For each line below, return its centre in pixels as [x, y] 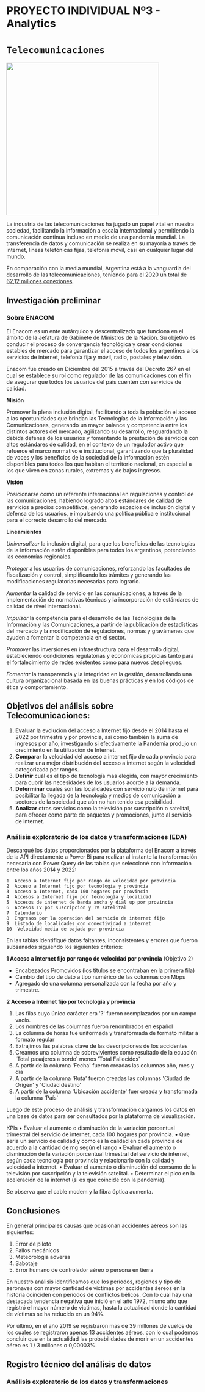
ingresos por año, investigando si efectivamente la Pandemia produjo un [106, 743]
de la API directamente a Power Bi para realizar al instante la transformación [102, 856]
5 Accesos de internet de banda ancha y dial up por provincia [90, 902]
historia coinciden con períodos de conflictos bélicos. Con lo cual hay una [99, 1294]
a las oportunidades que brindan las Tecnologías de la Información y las [97, 418]
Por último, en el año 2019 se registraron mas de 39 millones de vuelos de [99, 1325]
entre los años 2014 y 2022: [41, 870]
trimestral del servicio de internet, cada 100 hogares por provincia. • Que [98, 1134]
